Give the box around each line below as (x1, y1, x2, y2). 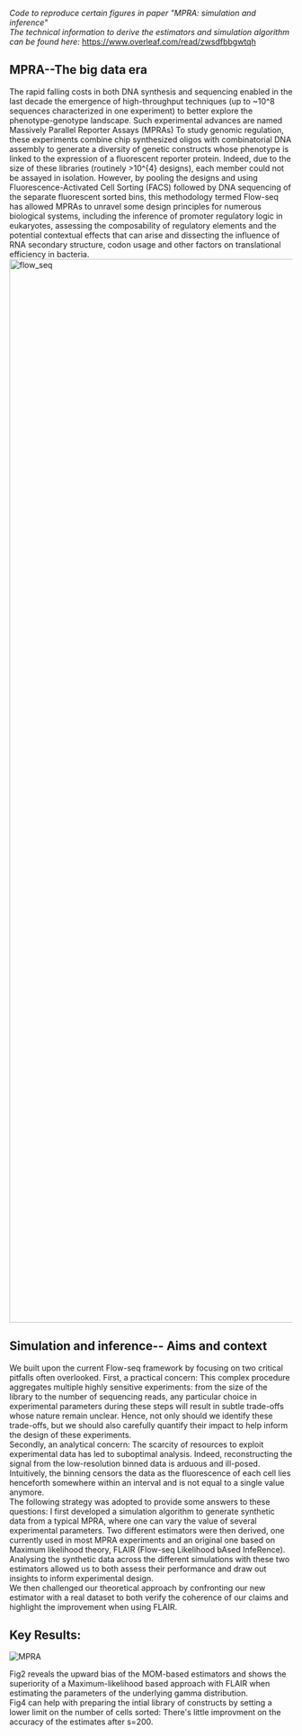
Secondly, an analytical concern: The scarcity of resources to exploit (9, 1439, 264, 1450)
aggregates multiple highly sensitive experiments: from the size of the (9, 1381, 268, 1392)
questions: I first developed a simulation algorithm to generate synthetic (9, 1506, 276, 1516)
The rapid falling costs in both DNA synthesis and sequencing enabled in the (9, 85, 293, 97)
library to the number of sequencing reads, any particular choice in (9, 1390, 258, 1402)
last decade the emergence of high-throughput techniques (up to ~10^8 (9, 95, 276, 106)
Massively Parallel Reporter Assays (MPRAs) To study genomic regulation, (9, 124, 285, 135)
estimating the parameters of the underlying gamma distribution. (9, 1687, 249, 1699)
